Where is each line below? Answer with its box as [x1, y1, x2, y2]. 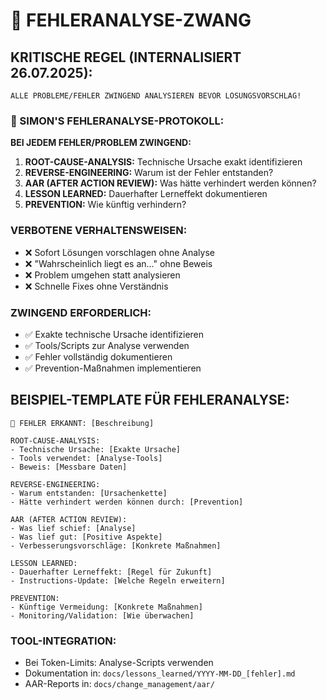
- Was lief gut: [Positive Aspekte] [10, 532, 163, 542]
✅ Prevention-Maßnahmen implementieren [24, 362, 202, 374]
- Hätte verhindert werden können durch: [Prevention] [10, 497, 244, 507]
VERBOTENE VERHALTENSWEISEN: [10, 224, 188, 238]
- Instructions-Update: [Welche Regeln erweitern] [10, 575, 226, 586]
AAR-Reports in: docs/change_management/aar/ [24, 678, 215, 689]
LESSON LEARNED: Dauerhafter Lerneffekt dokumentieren [24, 188, 268, 200]
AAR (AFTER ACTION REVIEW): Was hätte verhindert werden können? [24, 177, 317, 189]
